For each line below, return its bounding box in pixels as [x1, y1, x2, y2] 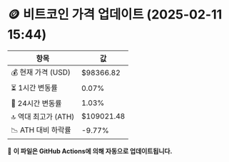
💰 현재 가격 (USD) [11, 67, 71, 77]
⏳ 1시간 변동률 [11, 82, 58, 92]
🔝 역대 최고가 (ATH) [11, 112, 75, 121]
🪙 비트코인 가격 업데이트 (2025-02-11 [7, 6, 223, 23]
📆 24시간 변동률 [11, 98, 62, 108]
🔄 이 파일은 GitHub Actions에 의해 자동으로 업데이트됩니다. [7, 146, 173, 155]
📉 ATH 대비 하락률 [11, 125, 71, 135]
